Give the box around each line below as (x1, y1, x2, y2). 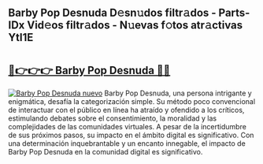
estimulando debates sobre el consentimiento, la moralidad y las (8, 114, 217, 123)
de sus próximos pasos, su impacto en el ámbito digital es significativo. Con (8, 130, 254, 140)
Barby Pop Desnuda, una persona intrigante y (104, 88, 252, 98)
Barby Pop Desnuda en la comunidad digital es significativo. (8, 147, 203, 156)
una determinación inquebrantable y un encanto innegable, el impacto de (8, 139, 246, 148)
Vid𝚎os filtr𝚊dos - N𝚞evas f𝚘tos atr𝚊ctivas (27, 19, 243, 32)
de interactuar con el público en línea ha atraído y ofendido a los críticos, (8, 106, 245, 114)
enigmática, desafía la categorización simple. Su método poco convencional (8, 97, 256, 106)
